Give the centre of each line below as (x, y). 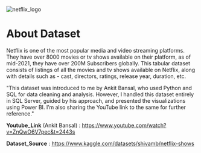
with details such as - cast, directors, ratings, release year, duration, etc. (96, 76)
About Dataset (43, 34)
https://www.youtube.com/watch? (124, 125)
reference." (20, 113)
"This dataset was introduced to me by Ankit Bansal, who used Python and (99, 88)
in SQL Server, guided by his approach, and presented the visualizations (96, 100)
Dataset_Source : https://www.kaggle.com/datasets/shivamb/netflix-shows (100, 143)
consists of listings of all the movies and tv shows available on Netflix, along (101, 70)
